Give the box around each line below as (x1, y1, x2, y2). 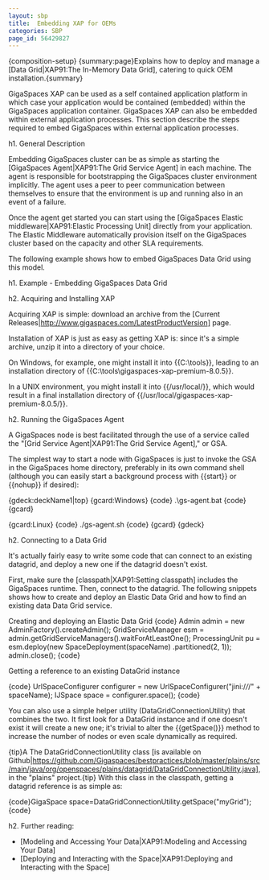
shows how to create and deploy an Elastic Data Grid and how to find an (8, 593, 247, 602)
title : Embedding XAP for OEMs (8, 19, 116, 27)
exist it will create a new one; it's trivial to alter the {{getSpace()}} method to (8, 723, 260, 733)
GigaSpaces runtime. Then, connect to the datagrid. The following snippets (8, 584, 257, 593)
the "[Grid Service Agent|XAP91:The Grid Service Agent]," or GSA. (8, 439, 228, 448)
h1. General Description (8, 138, 86, 149)
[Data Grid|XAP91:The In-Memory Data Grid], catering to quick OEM (8, 65, 234, 75)
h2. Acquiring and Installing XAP (8, 294, 115, 304)
